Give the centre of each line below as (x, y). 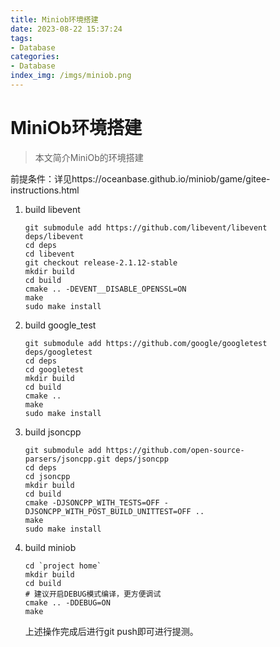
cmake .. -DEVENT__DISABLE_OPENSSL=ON (105, 289)
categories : (35, 57)
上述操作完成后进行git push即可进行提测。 (111, 631)
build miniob (50, 547)
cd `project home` (63, 566)
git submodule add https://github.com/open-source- (134, 450)
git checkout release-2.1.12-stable (101, 262)
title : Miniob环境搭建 (54, 19)
